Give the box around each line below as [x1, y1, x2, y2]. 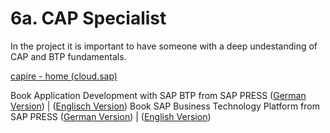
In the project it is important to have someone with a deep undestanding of [10, 40, 318, 52]
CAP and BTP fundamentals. [10, 50, 127, 62]
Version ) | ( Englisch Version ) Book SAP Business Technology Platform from [10, 100, 320, 112]
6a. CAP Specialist [10, 7, 167, 30]
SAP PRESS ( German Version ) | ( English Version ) [10, 110, 212, 122]
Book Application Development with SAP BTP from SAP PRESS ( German [10, 89, 307, 101]
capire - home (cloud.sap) [10, 70, 118, 82]
